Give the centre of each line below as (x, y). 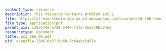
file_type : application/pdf (34, 23)
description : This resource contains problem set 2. (61, 14)
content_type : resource (30, 9)
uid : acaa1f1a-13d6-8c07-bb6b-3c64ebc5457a (51, 41)
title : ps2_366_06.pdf (28, 37)
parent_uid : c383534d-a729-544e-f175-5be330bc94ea (58, 28)
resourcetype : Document (30, 32)
